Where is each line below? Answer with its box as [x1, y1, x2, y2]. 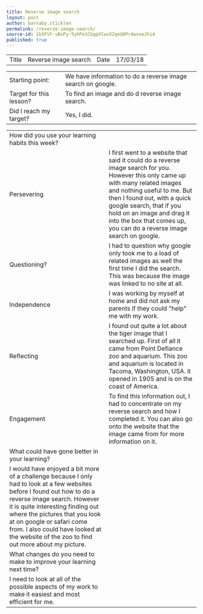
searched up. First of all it [108, 337, 181, 345]
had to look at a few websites [9, 480, 92, 488]
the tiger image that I [108, 329, 167, 338]
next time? [9, 565, 39, 573]
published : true [6, 37, 47, 43]
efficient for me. [9, 598, 54, 606]
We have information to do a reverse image [65, 72, 187, 80]
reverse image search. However [9, 495, 100, 503]
